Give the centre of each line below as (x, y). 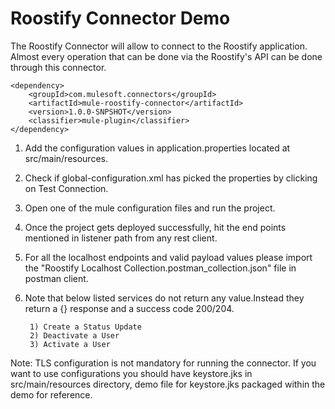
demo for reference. (51, 394)
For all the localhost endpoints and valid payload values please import (168, 257)
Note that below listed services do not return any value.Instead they (164, 298)
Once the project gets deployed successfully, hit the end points (155, 227)
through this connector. (58, 67)
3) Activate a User (70, 344)
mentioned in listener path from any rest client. (121, 238)
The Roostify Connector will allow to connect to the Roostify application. (159, 46)
